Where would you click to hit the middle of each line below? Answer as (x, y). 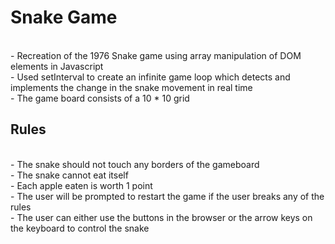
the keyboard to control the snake (80, 228)
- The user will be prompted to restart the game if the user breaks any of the (167, 196)
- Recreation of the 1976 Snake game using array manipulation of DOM (156, 55)
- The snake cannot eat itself (69, 175)
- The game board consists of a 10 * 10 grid (100, 98)
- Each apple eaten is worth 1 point (81, 185)
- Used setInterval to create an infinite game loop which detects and (150, 77)
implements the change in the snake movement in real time (131, 87)
